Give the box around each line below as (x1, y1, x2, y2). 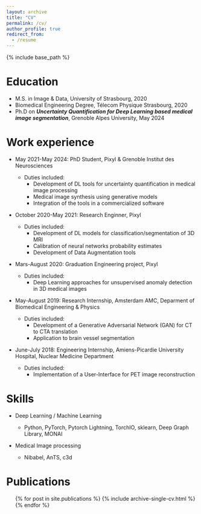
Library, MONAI (24, 430, 63, 437)
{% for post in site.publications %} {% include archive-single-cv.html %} (14, 495, 196, 502)
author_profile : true (6, 25, 61, 32)
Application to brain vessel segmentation (33, 334, 135, 341)
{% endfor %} (14, 501, 50, 509)
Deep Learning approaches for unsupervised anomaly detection (33, 278, 193, 285)
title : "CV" (6, 15, 36, 21)
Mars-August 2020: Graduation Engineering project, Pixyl (14, 260, 158, 267)
